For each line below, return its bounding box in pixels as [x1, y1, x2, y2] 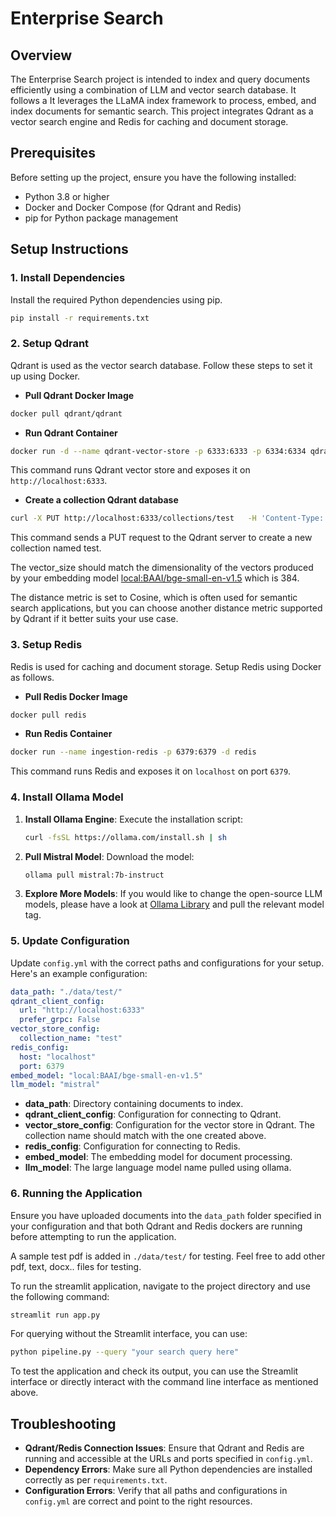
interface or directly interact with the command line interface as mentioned [10, 1376, 319, 1388]
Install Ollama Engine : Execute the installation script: [24, 813, 243, 825]
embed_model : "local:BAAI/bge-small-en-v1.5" [10, 1070, 203, 1081]
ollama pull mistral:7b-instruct [24, 870, 165, 880]
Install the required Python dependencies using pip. [10, 293, 223, 306]
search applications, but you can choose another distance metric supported [10, 602, 323, 614]
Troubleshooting [10, 1415, 117, 1432]
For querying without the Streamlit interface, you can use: [10, 1328, 248, 1340]
